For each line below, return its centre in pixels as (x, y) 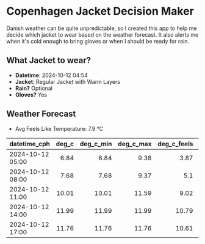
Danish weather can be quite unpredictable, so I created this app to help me (102, 28)
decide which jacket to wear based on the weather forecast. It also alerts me (103, 34)
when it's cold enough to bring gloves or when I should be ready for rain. (98, 41)
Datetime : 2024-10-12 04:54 (51, 75)
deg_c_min (96, 144)
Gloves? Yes (31, 94)
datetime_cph (30, 144)
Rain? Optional (34, 88)
